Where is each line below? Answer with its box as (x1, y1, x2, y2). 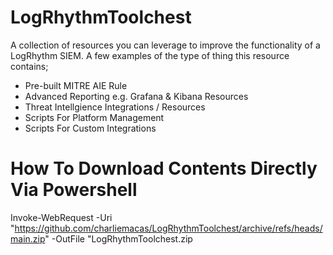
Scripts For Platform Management (24, 111, 165, 123)
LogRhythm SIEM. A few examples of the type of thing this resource (10, 49, 290, 61)
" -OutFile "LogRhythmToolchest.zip (44, 232, 193, 245)
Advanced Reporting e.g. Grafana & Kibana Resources (24, 90, 249, 102)
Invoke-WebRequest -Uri (10, 211, 113, 223)
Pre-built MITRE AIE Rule (24, 79, 128, 91)
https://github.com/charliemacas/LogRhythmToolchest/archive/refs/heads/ (14, 222, 323, 234)
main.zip (10, 232, 46, 245)
